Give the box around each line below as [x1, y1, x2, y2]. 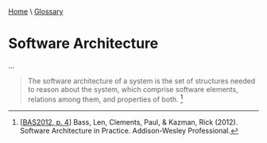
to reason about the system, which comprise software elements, [27, 84, 238, 94]
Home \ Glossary [8, 7, 64, 16]
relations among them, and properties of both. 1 [27, 93, 184, 104]
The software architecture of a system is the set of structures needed [27, 75, 256, 86]
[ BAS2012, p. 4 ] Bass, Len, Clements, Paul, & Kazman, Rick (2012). [19, 117, 238, 126]
